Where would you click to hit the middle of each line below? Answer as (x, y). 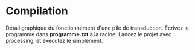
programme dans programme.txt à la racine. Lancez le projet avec (89, 34)
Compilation (37, 11)
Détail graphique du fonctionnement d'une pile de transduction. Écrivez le (97, 28)
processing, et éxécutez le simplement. (54, 40)
